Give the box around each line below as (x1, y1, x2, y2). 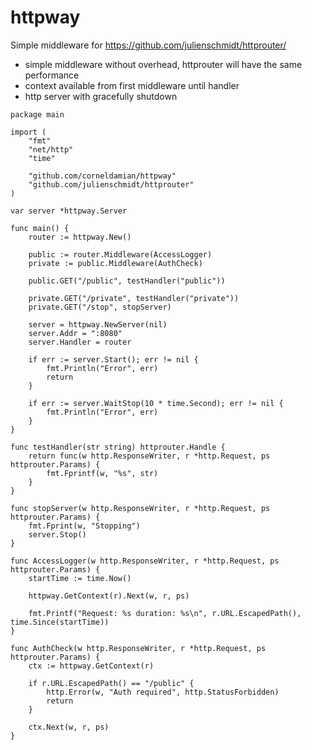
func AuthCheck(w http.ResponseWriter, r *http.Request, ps (10, 643, 267, 653)
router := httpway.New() (28, 232, 132, 242)
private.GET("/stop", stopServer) (28, 302, 172, 312)
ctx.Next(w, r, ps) (28, 722, 110, 732)
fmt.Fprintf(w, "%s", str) (46, 468, 159, 478)
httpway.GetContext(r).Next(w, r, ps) (28, 591, 190, 601)
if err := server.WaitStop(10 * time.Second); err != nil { (28, 398, 284, 408)
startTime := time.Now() (28, 573, 132, 583)
